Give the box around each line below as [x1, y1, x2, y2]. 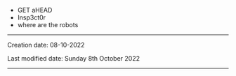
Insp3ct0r [17, 13, 46, 22]
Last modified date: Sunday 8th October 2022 [7, 54, 140, 62]
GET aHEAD [17, 6, 53, 14]
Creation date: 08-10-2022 [7, 41, 85, 49]
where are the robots [17, 21, 79, 29]
